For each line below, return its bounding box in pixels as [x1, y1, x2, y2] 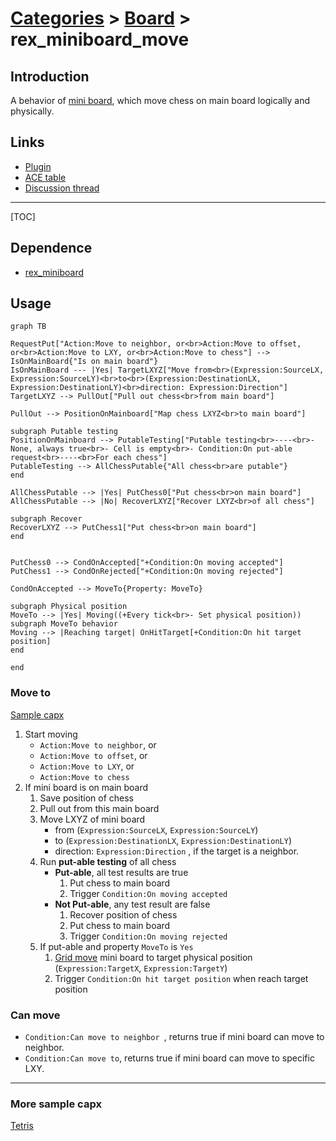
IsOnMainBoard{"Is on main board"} [10, 357, 159, 367]
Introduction [10, 68, 90, 85]
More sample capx [10, 1097, 102, 1111]
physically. [10, 105, 55, 117]
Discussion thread [24, 182, 100, 194]
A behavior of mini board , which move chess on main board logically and [10, 95, 310, 106]
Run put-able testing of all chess [39, 855, 177, 867]
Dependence [10, 240, 93, 257]
